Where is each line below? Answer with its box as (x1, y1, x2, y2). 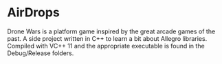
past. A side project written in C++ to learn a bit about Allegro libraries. (7, 34, 208, 42)
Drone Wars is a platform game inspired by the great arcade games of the (7, 27, 216, 35)
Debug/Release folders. (7, 49, 74, 57)
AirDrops (7, 5, 60, 20)
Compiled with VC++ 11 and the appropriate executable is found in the (7, 42, 205, 50)
